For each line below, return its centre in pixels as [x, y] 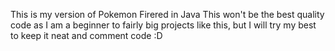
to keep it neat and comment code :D [86, 35]
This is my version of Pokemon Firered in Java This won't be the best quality [167, 14]
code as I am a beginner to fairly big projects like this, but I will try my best [163, 25]
